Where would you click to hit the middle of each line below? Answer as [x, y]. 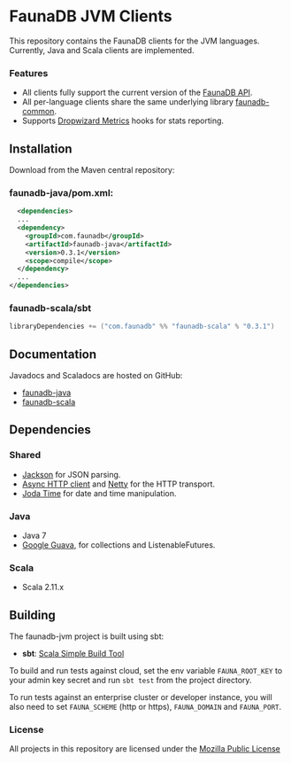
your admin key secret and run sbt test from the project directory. [130, 681]
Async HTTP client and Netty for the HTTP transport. [118, 484]
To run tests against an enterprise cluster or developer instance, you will [141, 697]
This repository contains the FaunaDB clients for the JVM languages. [134, 41]
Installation [41, 148]
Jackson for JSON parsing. [71, 474]
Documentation [53, 354]
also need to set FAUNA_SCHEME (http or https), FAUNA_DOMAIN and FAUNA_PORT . [145, 707]
